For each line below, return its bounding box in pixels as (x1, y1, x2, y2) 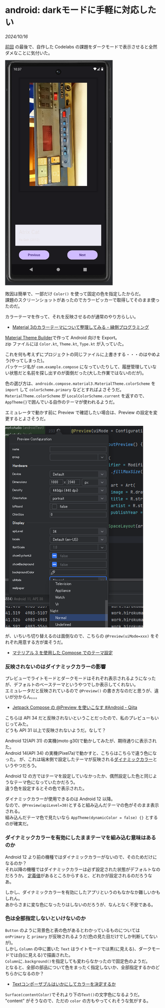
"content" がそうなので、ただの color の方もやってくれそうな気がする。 (5, 998, 151, 1004)
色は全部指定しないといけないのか (5, 915, 86, 922)
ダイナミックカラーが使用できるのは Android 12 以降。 (5, 796, 116, 802)
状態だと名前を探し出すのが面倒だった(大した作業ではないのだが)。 (9, 369, 147, 376)
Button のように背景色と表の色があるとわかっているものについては (5, 927, 140, 933)
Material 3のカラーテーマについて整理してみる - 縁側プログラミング (12, 324, 149, 330)
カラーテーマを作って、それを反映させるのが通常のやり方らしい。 (5, 314, 139, 320)
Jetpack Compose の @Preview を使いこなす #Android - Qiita (12, 704, 137, 710)
